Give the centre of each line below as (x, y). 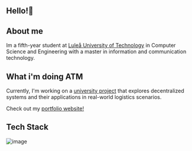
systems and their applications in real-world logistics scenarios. (84, 97)
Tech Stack (27, 127)
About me (25, 31)
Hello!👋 (20, 11)
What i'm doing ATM (45, 77)
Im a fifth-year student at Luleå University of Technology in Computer (91, 46)
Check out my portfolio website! (45, 109)
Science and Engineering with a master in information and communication (96, 52)
